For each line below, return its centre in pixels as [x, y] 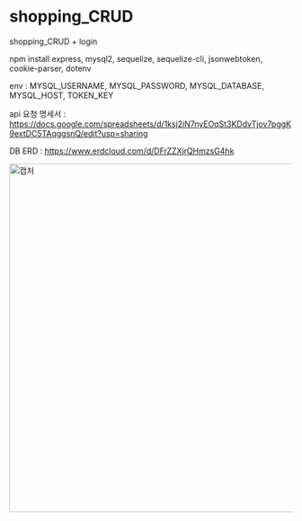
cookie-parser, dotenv [50, 68]
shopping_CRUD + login [53, 41]
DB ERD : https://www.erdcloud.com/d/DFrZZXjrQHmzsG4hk [122, 151]
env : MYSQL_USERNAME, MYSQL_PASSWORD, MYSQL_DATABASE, [137, 85]
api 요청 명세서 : [38, 113]
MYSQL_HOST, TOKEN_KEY [62, 95]
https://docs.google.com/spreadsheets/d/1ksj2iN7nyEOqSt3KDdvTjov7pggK [151, 124]
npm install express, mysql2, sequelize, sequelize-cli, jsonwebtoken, [136, 58]
